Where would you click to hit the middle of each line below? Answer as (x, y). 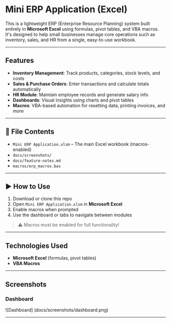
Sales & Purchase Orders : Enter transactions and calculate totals (81, 84)
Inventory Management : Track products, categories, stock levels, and (86, 73)
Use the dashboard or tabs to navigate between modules (72, 215)
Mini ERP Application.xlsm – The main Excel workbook (70, 144)
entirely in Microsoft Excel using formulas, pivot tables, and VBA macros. (82, 29)
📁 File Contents (30, 132)
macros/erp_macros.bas (37, 166)
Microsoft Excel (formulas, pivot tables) (54, 258)
